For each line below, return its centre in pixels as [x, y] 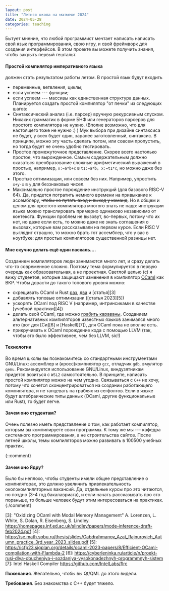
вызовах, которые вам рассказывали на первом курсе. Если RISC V [86, 227]
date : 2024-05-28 [23, 19]
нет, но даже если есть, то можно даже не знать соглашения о [80, 222]
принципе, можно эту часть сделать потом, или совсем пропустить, [87, 141]
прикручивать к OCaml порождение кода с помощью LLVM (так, [82, 330]
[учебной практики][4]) [38, 308]
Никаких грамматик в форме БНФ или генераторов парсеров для [83, 120]
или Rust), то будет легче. [33, 401]
